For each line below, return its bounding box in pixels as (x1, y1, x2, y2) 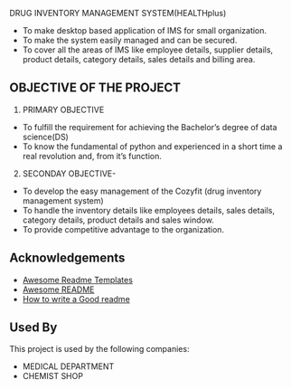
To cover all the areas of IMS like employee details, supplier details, (22, 44, 274, 55)
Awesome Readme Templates (22, 274, 134, 285)
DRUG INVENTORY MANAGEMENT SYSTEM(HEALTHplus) (9, 8, 227, 18)
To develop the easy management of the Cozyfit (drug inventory (22, 185, 262, 196)
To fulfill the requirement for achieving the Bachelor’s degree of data (22, 121, 277, 132)
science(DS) (22, 131, 70, 142)
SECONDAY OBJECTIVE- (22, 167, 117, 179)
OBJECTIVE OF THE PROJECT (9, 81, 182, 96)
